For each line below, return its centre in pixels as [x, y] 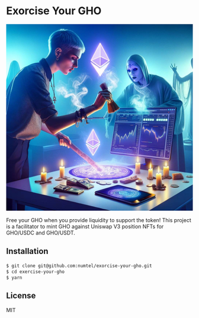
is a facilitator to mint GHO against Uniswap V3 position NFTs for [85, 226]
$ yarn [14, 277]
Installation [27, 251]
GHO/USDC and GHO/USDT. [41, 233]
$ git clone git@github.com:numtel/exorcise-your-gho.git [79, 266]
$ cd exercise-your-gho [36, 272]
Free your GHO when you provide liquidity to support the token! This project [99, 220]
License [21, 296]
